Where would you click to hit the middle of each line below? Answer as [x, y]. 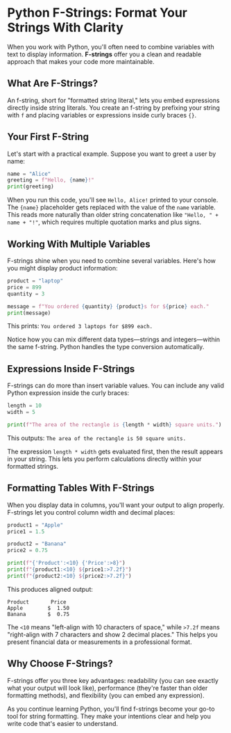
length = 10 [24, 406]
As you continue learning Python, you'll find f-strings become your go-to [111, 709]
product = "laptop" [35, 281]
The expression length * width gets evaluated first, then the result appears [115, 451]
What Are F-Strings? [53, 84]
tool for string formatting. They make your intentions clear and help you [109, 716]
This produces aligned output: [50, 589]
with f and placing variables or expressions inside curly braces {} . [102, 115]
